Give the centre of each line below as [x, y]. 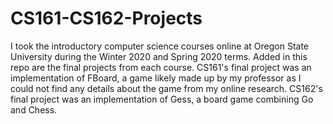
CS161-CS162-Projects [106, 18]
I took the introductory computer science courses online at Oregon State [160, 46]
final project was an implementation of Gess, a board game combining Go [162, 99]
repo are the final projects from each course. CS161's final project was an [161, 67]
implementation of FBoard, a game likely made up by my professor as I [156, 78]
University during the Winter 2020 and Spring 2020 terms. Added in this [159, 56]
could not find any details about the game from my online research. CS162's [166, 88]
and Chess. [34, 109]
